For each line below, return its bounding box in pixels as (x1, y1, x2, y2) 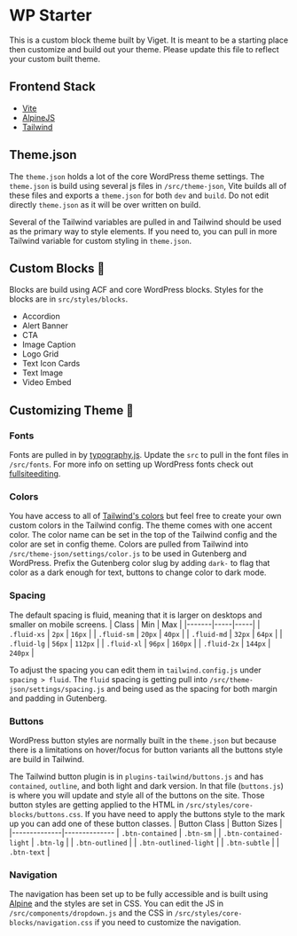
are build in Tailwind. (9, 753, 85, 764)
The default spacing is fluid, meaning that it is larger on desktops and (9, 610, 262, 620)
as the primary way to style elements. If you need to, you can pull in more (9, 225, 277, 236)
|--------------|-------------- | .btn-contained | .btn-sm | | (9, 827, 222, 838)
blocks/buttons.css (9, 810, 82, 819)
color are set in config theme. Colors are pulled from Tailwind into (9, 539, 249, 550)
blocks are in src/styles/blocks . (9, 294, 129, 304)
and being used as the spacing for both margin (106, 683, 277, 694)
